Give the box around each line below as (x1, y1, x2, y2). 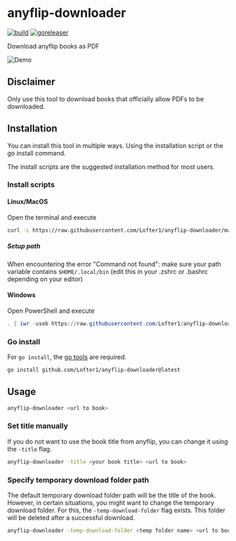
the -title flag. (7, 444, 52, 453)
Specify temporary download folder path (7, 475, 150, 485)
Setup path (7, 242, 41, 251)
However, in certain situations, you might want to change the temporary (7, 498, 215, 506)
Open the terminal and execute (7, 213, 97, 221)
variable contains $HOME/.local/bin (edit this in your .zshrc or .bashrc (7, 267, 209, 275)
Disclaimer (7, 76, 55, 88)
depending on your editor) (7, 275, 83, 283)
